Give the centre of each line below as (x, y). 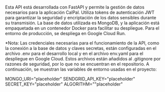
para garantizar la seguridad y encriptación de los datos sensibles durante (81, 18)
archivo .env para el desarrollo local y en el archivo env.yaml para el (74, 53)
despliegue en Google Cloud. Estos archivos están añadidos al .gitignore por (83, 59)
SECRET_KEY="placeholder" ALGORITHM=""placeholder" (64, 84)
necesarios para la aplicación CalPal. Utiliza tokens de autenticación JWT (80, 12)
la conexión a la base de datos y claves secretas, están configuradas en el (81, 48)
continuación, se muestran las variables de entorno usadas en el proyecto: (81, 69)
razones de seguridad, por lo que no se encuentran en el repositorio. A (77, 64)
